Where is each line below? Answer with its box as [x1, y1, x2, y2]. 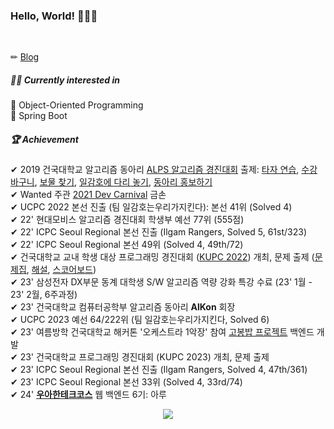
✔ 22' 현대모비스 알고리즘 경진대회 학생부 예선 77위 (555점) [10, 214, 245, 226]
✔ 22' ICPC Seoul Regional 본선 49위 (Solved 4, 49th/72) [10, 239, 244, 251]
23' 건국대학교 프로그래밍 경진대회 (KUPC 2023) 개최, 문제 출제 [19, 351, 270, 363]
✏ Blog [10, 51, 40, 63]
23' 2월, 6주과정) [10, 289, 78, 301]
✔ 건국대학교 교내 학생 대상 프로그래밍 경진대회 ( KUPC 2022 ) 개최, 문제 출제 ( [10, 251, 315, 263]
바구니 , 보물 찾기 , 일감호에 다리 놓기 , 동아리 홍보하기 [10, 176, 213, 188]
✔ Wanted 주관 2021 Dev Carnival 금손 [10, 189, 167, 201]
